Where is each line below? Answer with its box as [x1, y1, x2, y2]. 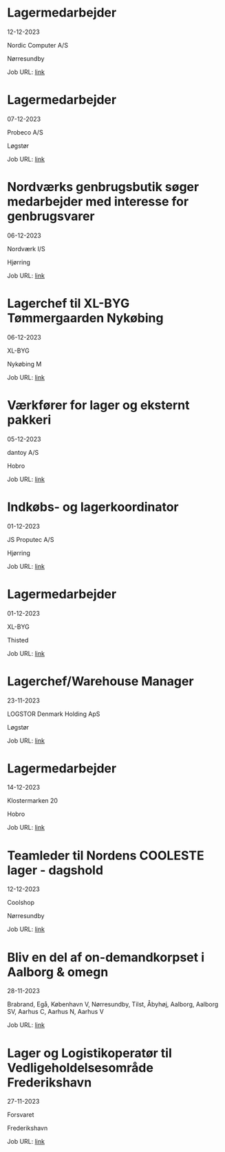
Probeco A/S [7, 128, 43, 136]
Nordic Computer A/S [7, 41, 69, 49]
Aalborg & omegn [7, 964, 109, 979]
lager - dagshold [7, 862, 104, 878]
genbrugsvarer [7, 208, 95, 224]
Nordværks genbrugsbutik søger [7, 179, 200, 195]
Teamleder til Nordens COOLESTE [7, 848, 204, 863]
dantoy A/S [7, 448, 39, 456]
